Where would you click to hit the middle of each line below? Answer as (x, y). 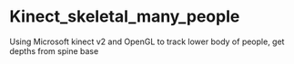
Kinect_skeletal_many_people (125, 17)
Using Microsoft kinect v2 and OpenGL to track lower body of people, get (147, 41)
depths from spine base (54, 50)
